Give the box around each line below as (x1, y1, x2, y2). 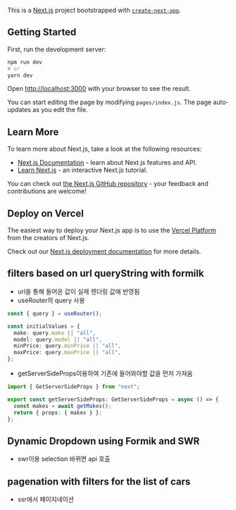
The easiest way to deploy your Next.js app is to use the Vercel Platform (7, 226, 217, 235)
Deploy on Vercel (7, 207, 85, 219)
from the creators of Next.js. (7, 234, 89, 242)
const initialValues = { (7, 323, 80, 330)
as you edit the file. (32, 106, 88, 114)
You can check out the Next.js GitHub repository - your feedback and (7, 180, 209, 188)
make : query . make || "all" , (13, 329, 97, 337)
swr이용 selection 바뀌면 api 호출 (17, 454, 111, 464)
